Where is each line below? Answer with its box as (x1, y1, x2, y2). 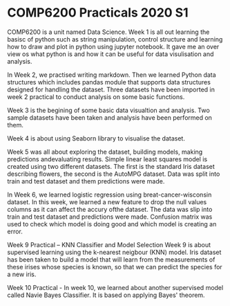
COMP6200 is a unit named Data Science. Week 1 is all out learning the (7, 28, 210, 36)
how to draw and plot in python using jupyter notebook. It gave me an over (7, 42, 220, 51)
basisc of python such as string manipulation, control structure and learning (7, 35, 223, 43)
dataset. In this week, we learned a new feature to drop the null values (7, 197, 207, 206)
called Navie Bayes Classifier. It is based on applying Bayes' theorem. (7, 291, 205, 299)
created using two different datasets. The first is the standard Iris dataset (7, 162, 215, 170)
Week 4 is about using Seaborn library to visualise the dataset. (7, 134, 185, 143)
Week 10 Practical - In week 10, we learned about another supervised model (7, 283, 224, 291)
